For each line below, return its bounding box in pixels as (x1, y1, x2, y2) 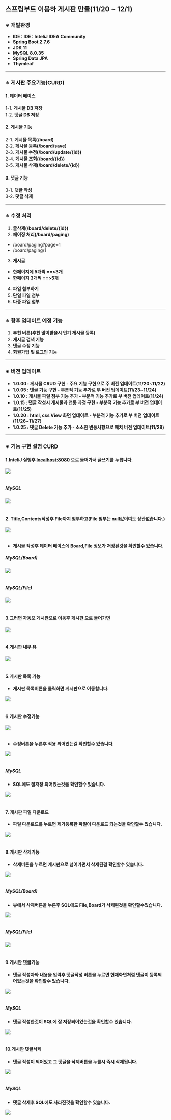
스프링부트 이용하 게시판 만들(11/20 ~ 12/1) (5, 5, 133, 14)
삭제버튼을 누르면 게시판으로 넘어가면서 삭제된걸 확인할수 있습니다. (12, 861, 144, 867)
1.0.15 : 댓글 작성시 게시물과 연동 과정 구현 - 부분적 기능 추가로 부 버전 (12, 399, 149, 406)
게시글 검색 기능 (12, 336, 44, 342)
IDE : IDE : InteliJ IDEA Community (12, 33, 86, 39)
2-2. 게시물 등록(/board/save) (5, 143, 67, 149)
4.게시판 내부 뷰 (5, 644, 37, 651)
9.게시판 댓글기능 (5, 959, 40, 966)
